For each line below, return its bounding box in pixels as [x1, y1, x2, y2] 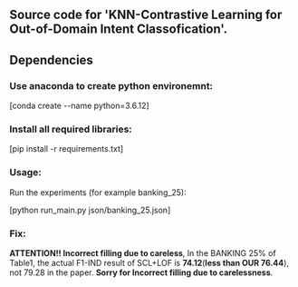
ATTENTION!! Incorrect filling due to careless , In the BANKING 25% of [9, 247, 276, 258]
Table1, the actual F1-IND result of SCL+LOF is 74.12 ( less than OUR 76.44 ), [9, 257, 290, 268]
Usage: [9, 166, 43, 179]
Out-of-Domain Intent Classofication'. [9, 22, 228, 37]
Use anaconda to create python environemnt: [9, 79, 214, 92]
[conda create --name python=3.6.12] [9, 100, 149, 112]
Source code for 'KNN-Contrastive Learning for [9, 7, 283, 23]
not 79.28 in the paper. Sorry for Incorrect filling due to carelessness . [9, 267, 274, 278]
